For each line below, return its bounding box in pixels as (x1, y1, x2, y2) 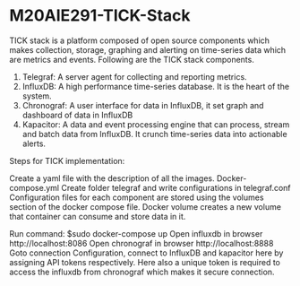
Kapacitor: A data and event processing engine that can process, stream (21, 118, 290, 130)
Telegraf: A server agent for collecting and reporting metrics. (21, 71, 248, 82)
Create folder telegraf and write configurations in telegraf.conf (61, 182, 291, 193)
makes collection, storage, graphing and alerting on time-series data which (9, 44, 287, 55)
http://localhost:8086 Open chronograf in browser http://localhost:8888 (9, 238, 274, 248)
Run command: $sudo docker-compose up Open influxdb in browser (9, 228, 263, 238)
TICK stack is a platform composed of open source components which (9, 35, 270, 46)
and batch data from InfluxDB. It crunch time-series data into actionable (21, 128, 288, 139)
